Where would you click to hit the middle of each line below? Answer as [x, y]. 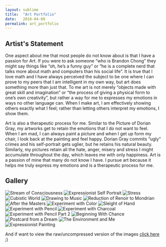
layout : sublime [22, 10]
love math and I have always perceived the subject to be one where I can [80, 77]
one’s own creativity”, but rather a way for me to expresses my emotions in [81, 98]
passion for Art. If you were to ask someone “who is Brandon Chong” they [81, 61]
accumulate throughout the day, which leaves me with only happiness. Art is [83, 155]
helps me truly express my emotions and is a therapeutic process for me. [80, 165]
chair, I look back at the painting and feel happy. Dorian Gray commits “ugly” [83, 139]
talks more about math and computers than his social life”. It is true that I [79, 71]
